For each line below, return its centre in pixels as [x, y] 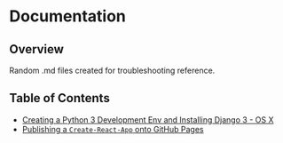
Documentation [68, 16]
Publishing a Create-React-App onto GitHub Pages [113, 129]
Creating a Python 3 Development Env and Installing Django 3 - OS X [148, 119]
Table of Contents [60, 98]
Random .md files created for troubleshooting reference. [112, 70]
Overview [37, 49]
